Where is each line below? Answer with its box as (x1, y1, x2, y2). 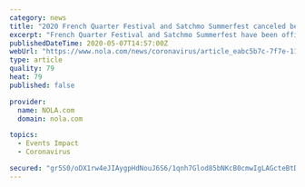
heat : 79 (9, 73, 43, 82)
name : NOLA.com (17, 105, 75, 114)
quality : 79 (9, 64, 54, 74)
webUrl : (9, 47, 39, 56)
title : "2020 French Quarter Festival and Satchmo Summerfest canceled (9, 22, 286, 31)
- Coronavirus (17, 147, 71, 157)
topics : (9, 131, 39, 140)
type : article (9, 55, 64, 64)
